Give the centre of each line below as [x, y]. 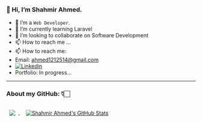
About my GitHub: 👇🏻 [38, 94]
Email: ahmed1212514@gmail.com [57, 60]
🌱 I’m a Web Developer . [42, 23]
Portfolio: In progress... [43, 73]
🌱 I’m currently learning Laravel [54, 29]
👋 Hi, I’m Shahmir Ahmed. [44, 10]
